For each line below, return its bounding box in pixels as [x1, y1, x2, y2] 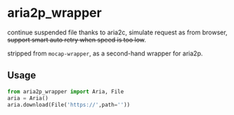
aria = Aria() [7, 95, 49, 102]
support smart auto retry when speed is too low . [7, 35, 146, 43]
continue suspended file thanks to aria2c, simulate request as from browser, [7, 28, 228, 36]
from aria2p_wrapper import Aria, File [7, 88, 124, 95]
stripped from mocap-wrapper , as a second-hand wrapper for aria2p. [7, 49, 203, 57]
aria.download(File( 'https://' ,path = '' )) [7, 101, 131, 108]
